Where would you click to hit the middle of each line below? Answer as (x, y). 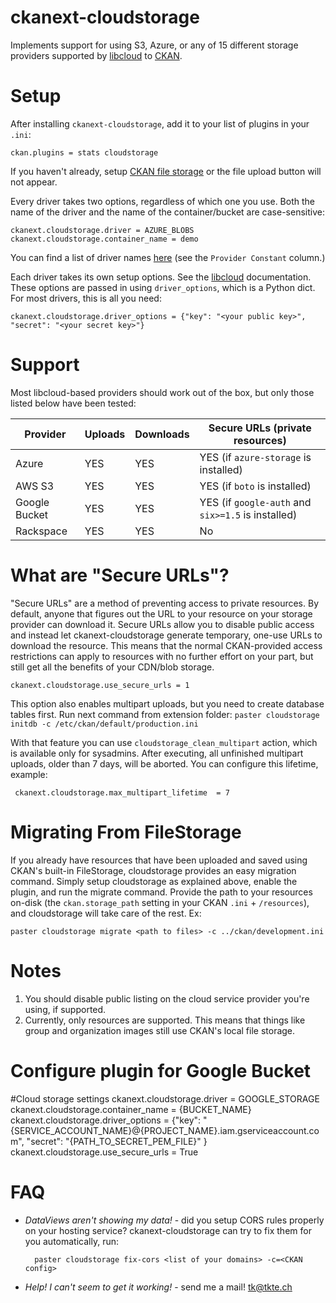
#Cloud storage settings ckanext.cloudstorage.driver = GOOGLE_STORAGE (165, 1098)
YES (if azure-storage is (255, 457)
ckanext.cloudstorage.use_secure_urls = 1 (100, 685)
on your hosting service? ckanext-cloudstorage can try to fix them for (168, 1230)
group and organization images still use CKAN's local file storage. (160, 1030)
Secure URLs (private (260, 428)
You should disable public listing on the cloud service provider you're (167, 998)
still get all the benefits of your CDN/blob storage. (112, 667)
